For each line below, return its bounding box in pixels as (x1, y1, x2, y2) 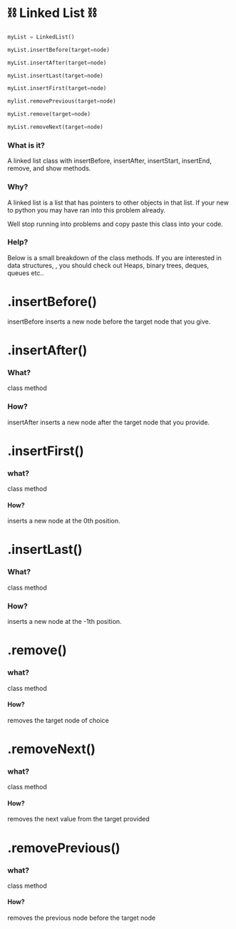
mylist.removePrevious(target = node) (7, 98, 116, 105)
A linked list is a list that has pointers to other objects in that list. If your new (7, 198, 230, 207)
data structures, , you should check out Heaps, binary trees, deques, (7, 261, 209, 270)
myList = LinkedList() (7, 33, 75, 41)
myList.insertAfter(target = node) (7, 59, 107, 66)
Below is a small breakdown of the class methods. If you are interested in (7, 253, 222, 262)
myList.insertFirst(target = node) (7, 85, 107, 92)
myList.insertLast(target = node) (7, 72, 103, 79)
